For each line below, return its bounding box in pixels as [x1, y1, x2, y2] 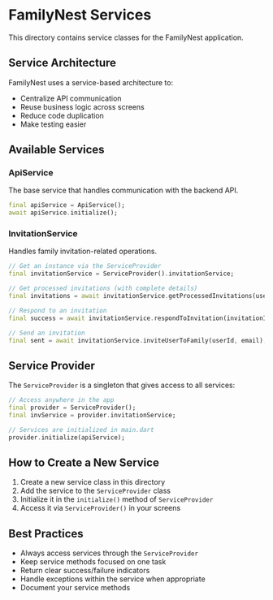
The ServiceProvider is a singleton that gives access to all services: [8, 380, 236, 391]
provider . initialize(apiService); [8, 433, 126, 442]
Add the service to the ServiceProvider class [19, 486, 171, 496]
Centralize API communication [19, 93, 122, 103]
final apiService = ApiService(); [8, 201, 126, 209]
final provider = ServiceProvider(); [8, 404, 136, 412]
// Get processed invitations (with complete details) [8, 284, 198, 293]
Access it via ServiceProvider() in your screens [19, 503, 181, 513]
